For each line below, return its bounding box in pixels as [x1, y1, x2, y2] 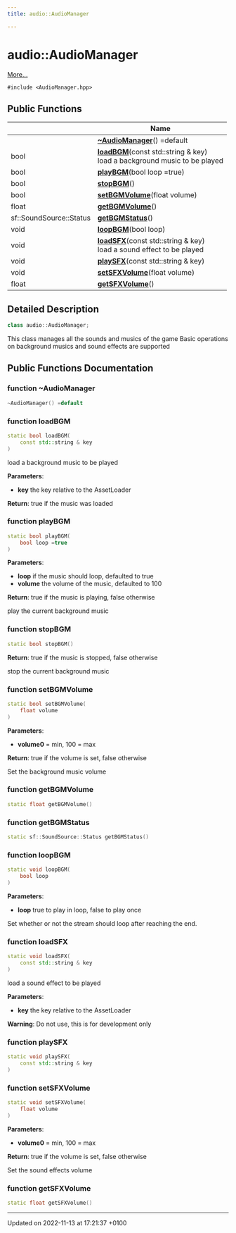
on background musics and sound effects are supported [7, 342, 171, 351]
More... [7, 70, 28, 78]
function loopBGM [7, 850, 72, 860]
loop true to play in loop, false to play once [17, 905, 142, 914]
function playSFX [7, 1037, 68, 1047]
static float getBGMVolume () [7, 800, 93, 807]
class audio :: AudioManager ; [7, 322, 90, 329]
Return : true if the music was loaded [7, 499, 114, 507]
